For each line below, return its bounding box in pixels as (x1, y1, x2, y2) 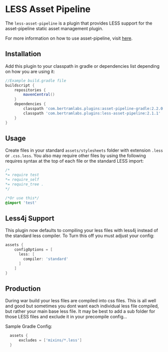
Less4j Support (5, 214, 54, 222)
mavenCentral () (23, 92, 55, 97)
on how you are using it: (5, 68, 55, 74)
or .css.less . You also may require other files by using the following (5, 153, 146, 159)
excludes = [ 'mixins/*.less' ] (18, 338, 82, 343)
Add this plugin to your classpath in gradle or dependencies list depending (5, 63, 160, 69)
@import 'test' (5, 200, 37, 205)
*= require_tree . (5, 182, 44, 187)
